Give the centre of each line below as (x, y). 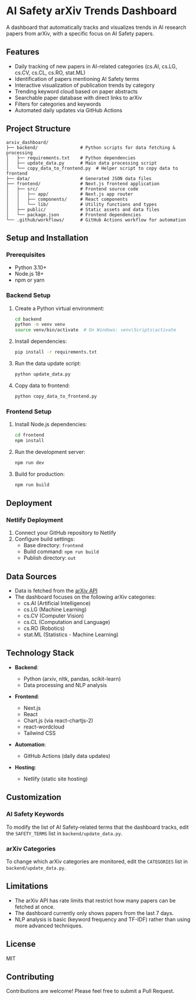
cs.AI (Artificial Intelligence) (57, 603)
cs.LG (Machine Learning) (55, 610)
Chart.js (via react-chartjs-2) (58, 720)
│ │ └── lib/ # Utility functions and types (82, 204)
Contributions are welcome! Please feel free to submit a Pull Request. (90, 991)
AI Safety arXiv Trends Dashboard (92, 11)
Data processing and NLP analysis (65, 685)
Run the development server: (50, 452)
